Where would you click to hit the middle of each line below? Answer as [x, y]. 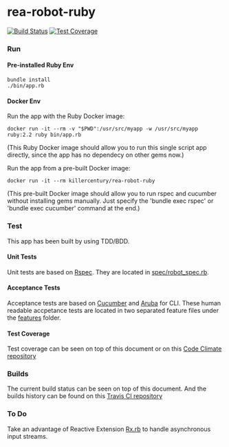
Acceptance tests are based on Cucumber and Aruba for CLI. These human [114, 303]
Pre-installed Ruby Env [41, 65]
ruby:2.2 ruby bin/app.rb [44, 135]
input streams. [28, 436]
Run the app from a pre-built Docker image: [69, 168]
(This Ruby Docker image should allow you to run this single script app [107, 148]
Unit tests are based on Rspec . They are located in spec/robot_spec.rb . [108, 272]
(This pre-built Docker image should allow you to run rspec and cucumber [112, 194]
